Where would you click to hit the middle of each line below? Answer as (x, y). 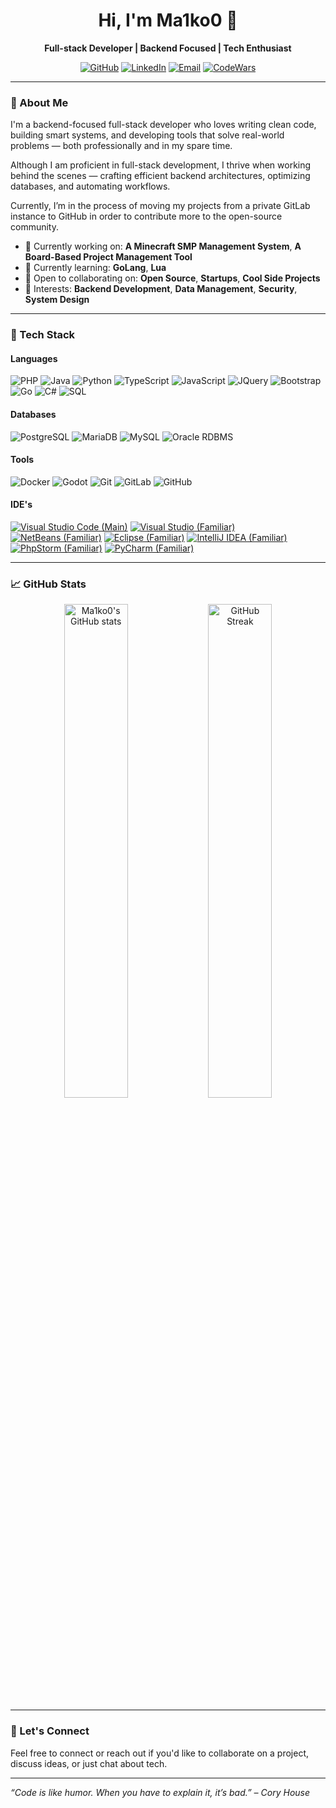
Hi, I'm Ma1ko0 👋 (168, 20)
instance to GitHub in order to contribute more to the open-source (146, 216)
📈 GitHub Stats (48, 584)
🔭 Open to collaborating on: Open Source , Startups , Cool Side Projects (172, 278)
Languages (34, 358)
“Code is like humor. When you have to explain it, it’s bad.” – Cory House (160, 1792)
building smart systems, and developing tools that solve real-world (147, 135)
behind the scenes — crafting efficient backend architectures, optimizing (160, 176)
